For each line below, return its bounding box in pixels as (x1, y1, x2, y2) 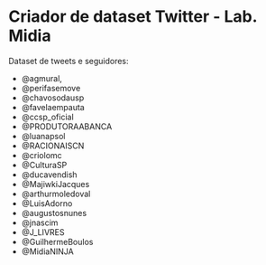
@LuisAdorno (21, 197, 73, 209)
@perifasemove (21, 82, 81, 93)
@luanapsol (21, 130, 66, 141)
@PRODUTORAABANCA (21, 120, 113, 132)
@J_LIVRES (21, 226, 65, 237)
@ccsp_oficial (21, 111, 74, 122)
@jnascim (21, 217, 59, 228)
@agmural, (21, 72, 62, 83)
